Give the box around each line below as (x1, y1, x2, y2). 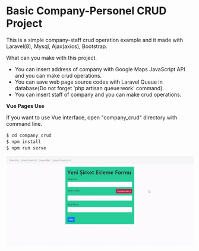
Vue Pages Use (6, 102, 45, 109)
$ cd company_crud (6, 132, 52, 138)
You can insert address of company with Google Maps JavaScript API (14, 65, 185, 72)
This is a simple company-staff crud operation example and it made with (6, 36, 183, 43)
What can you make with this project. (6, 54, 97, 61)
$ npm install (6, 138, 42, 145)
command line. (6, 120, 43, 127)
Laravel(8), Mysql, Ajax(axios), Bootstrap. (6, 43, 108, 50)
